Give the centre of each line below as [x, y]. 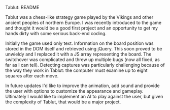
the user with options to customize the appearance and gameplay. [74, 91]
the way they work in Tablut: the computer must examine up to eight [77, 70]
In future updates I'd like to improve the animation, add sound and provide [82, 86]
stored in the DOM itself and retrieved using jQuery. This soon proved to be [84, 49]
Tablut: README [22, 7]
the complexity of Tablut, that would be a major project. [63, 102]
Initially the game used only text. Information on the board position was [79, 43]
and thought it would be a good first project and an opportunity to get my [82, 28]
